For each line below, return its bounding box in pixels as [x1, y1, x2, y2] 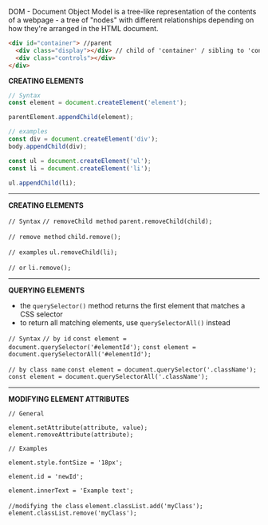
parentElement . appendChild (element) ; [8, 113, 134, 121]
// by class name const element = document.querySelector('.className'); [8, 366, 257, 374]
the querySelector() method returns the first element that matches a [19, 301, 246, 311]
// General [8, 410, 45, 418]
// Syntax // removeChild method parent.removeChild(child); [8, 217, 213, 226]
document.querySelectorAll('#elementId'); [8, 351, 152, 359]
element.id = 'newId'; [8, 473, 84, 481]
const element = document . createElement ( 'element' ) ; [8, 99, 187, 107]
